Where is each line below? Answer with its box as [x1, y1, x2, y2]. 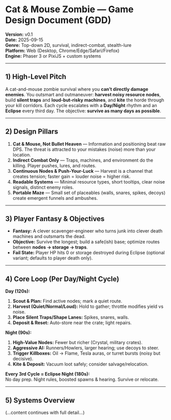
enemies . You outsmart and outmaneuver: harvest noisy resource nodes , [5, 91, 161, 97]
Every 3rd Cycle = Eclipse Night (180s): [5, 371, 90, 377]
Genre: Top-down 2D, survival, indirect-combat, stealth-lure [5, 42, 132, 48]
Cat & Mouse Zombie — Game [5, 4, 134, 15]
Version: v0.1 [5, 31, 33, 37]
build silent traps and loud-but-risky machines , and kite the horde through [5, 97, 164, 103]
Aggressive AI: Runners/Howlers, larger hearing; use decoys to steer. [12, 345, 159, 351]
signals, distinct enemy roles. [12, 184, 74, 190]
